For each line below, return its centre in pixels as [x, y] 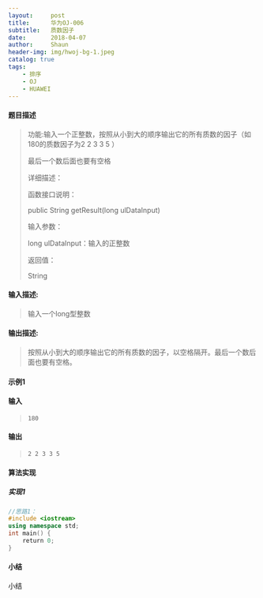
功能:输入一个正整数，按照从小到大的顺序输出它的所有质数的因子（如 [139, 134]
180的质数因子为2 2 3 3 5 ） [73, 144]
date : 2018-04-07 [47, 37]
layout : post [37, 15]
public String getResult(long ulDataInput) [94, 210]
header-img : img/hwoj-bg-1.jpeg [61, 52]
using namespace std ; [44, 526]
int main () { [30, 533]
